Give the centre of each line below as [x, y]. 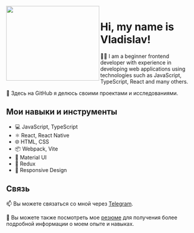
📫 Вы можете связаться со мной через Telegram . [70, 203]
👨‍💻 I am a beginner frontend [135, 56]
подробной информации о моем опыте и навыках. [70, 223]
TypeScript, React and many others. [144, 81]
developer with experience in [136, 62]
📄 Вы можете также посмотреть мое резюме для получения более [92, 217]
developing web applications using [143, 69]
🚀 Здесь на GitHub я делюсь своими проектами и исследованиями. [92, 93]
